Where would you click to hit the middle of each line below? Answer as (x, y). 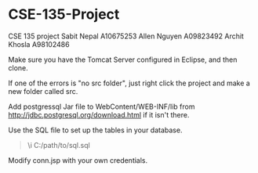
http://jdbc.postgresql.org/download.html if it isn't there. (99, 114)
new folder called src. (43, 91)
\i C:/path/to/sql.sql (58, 145)
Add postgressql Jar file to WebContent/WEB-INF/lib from (102, 106)
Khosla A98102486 (39, 44)
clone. (18, 67)
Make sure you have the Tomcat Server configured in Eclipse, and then (123, 59)
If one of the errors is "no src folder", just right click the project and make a (129, 83)
